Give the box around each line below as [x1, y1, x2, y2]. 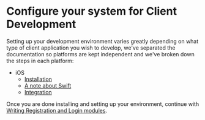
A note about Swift [24, 81, 72, 89]
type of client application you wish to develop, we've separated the [6, 44, 176, 51]
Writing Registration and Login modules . [6, 107, 108, 114]
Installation [24, 75, 52, 83]
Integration [24, 88, 52, 96]
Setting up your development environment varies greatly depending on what [6, 37, 199, 45]
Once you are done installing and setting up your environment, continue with [6, 100, 199, 108]
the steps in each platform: [6, 57, 74, 64]
